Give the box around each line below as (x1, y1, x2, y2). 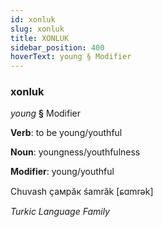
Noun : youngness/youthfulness (10, 146, 141, 158)
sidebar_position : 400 (10, 42, 105, 53)
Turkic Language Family (10, 206, 110, 218)
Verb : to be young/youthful (10, 127, 123, 139)
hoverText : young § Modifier (10, 52, 132, 62)
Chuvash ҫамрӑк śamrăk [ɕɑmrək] (10, 186, 154, 198)
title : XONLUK (10, 33, 70, 43)
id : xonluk (10, 14, 56, 25)
